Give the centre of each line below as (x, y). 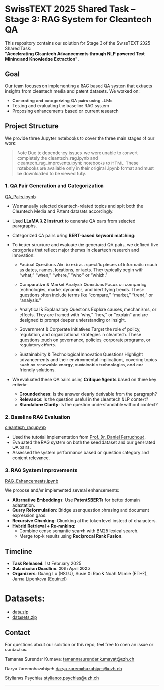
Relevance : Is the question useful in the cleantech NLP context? (84, 399)
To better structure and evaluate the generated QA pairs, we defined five (85, 244)
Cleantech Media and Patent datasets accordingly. (63, 211)
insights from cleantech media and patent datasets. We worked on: (72, 91)
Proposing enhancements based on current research (65, 111)
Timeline (19, 552)
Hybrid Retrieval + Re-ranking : (44, 526)
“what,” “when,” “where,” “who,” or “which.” (63, 275)
